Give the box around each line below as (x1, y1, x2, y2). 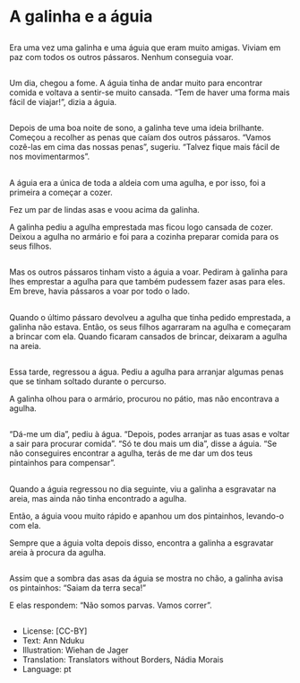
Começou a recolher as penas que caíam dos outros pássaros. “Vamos (9, 132, 271, 143)
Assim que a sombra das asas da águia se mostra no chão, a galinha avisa (9, 573, 284, 584)
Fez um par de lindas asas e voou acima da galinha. (9, 204, 200, 215)
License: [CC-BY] (21, 626, 88, 636)
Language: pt (21, 664, 72, 675)
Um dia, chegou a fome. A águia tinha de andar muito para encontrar (9, 77, 263, 88)
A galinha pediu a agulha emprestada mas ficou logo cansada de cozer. (9, 222, 273, 232)
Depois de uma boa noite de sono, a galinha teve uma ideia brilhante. (9, 123, 264, 134)
